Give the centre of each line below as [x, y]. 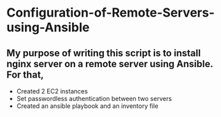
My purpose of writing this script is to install [104, 53]
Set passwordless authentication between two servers [94, 99]
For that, [25, 74]
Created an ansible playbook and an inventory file [87, 106]
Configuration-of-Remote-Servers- [111, 13]
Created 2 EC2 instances [52, 91]
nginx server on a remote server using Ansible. [110, 64]
